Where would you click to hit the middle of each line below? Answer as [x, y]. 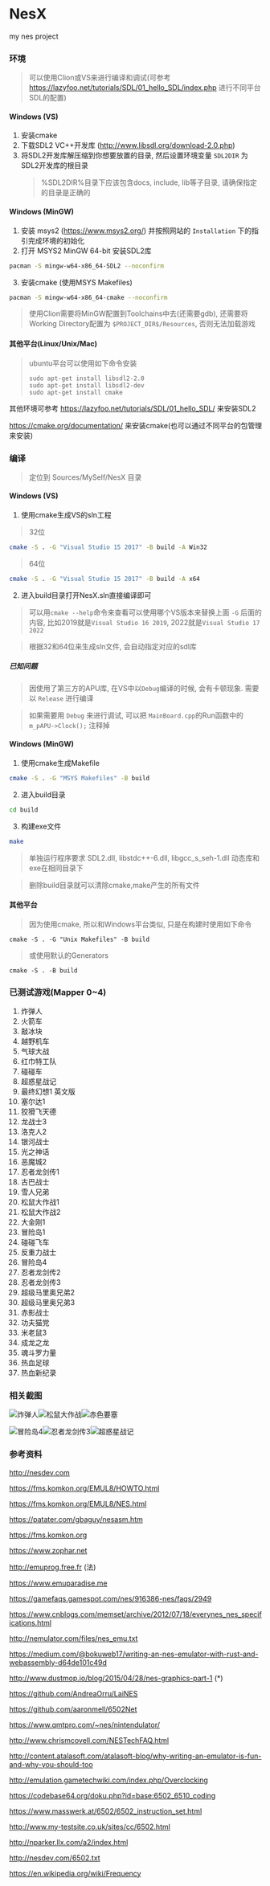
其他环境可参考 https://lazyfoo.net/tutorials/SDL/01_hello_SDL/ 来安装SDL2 [133, 408]
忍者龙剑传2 [41, 1272]
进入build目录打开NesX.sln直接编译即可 [86, 595]
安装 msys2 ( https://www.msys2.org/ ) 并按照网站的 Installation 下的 [136, 231]
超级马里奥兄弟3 [48, 1303]
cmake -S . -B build [44, 970]
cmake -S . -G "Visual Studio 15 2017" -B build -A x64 [104, 579]
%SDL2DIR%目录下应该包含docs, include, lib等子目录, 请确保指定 [149, 182]
